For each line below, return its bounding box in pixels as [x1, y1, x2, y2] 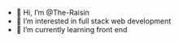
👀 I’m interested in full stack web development [15, 16, 172, 26]
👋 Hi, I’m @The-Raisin [15, 8, 89, 17]
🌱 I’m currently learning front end [15, 25, 128, 34]
